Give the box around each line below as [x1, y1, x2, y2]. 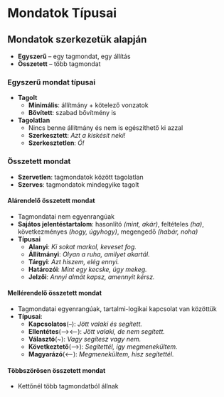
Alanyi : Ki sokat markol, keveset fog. [28, 242, 137, 251]
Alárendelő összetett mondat [7, 197, 95, 205]
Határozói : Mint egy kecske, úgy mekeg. [28, 265, 147, 273]
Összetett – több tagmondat [17, 60, 101, 68]
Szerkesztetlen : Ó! [28, 138, 85, 147]
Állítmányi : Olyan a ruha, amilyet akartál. [28, 250, 151, 259]
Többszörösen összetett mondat [7, 366, 106, 374]
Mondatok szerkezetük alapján [7, 33, 147, 45]
